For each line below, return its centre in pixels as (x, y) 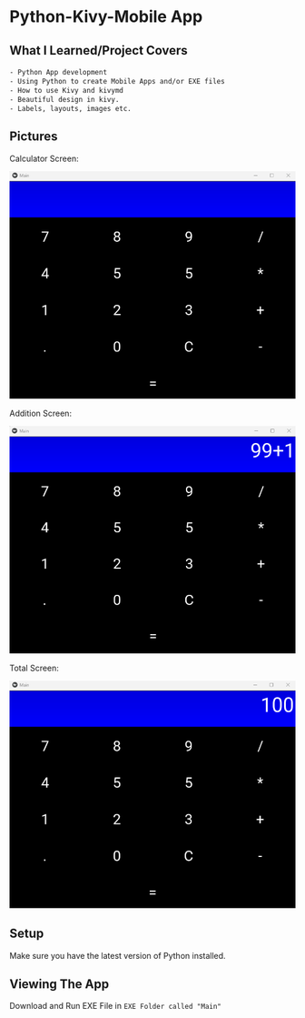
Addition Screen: (41, 413)
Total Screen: (34, 668)
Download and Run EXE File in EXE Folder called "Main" (116, 1006)
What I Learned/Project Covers (98, 50)
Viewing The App (59, 984)
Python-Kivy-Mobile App (106, 17)
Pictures (34, 137)
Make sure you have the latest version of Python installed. (118, 955)
